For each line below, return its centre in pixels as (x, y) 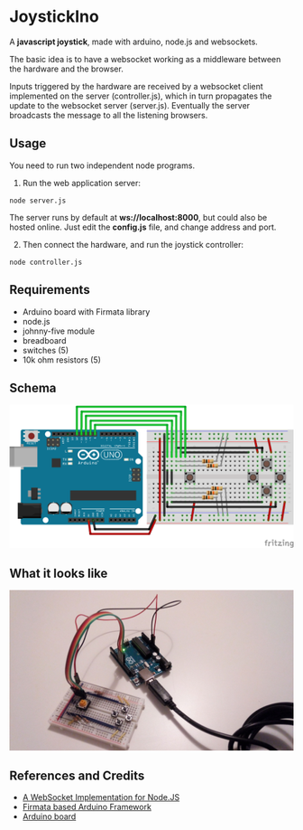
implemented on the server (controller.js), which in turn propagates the (141, 96)
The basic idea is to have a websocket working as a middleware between (145, 59)
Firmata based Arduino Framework (87, 807)
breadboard (44, 340)
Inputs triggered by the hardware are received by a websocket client (136, 86)
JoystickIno (54, 17)
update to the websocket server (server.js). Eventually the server (130, 105)
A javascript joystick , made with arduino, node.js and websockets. (134, 42)
